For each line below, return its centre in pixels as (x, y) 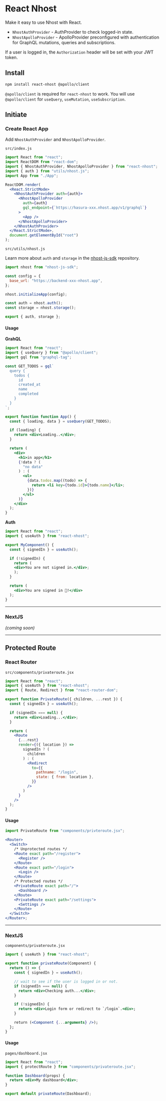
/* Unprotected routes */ (41, 849)
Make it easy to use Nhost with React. (44, 22)
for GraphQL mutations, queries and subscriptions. (64, 42)
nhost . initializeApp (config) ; (36, 294)
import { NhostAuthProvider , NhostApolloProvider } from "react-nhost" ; (82, 166)
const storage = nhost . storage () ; (41, 308)
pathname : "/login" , (57, 772)
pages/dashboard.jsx (26, 1053)
